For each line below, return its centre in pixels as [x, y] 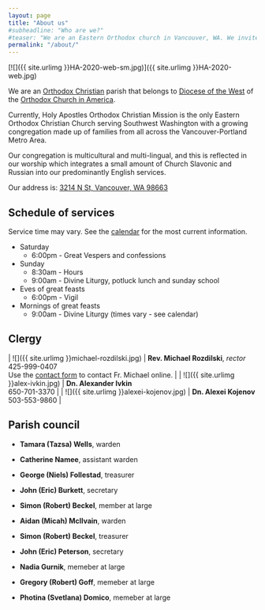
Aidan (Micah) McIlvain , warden [73, 521]
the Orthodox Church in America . [62, 100]
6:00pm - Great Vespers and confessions [99, 255]
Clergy [25, 339]
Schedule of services [62, 212]
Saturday [34, 247]
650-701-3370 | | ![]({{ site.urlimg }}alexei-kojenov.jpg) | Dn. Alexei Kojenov [132, 392]
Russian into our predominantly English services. [88, 172]
